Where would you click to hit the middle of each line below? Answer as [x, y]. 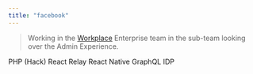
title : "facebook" [38, 15]
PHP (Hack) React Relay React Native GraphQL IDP [92, 61]
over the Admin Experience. [73, 46]
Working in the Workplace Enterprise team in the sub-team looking [136, 38]
